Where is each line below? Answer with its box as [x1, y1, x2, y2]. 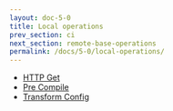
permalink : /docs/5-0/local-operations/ [9, 47, 166, 56]
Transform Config [22, 92, 89, 103]
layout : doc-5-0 [9, 13, 71, 23]
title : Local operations [9, 22, 104, 31]
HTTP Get [22, 72, 61, 83]
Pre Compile [22, 82, 70, 93]
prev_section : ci [9, 30, 76, 39]
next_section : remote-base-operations [9, 38, 157, 48]
